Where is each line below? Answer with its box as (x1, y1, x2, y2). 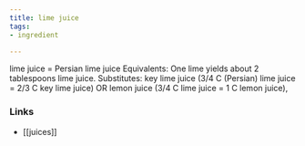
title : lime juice (9, 13, 79, 23)
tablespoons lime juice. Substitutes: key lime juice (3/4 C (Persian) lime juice (9, 73, 296, 84)
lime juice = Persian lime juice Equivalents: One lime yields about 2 (9, 63, 259, 74)
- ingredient (9, 30, 59, 39)
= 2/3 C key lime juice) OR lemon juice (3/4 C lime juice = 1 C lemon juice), (9, 83, 289, 94)
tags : (9, 22, 30, 31)
